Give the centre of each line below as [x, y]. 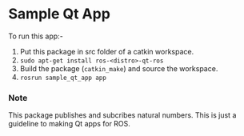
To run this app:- [36, 36]
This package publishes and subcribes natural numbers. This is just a [122, 115]
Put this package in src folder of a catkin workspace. [107, 51]
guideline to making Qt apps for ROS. [69, 124]
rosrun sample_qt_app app [63, 78]
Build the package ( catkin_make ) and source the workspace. [119, 68]
